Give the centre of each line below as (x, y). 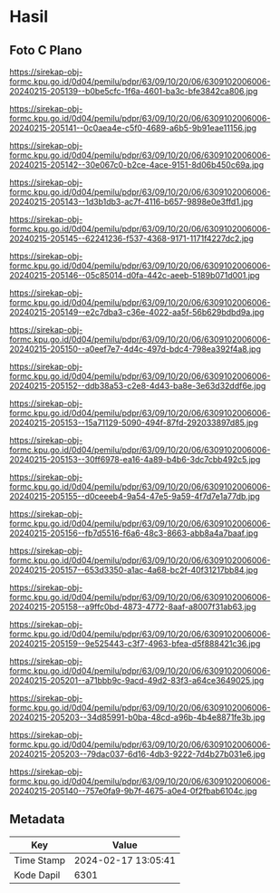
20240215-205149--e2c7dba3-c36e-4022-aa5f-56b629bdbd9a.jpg (137, 312)
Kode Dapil (37, 875)
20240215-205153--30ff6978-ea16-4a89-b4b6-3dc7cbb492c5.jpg (135, 459)
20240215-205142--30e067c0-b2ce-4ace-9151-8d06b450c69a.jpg (137, 165)
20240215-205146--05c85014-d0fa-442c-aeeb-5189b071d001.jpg (135, 275)
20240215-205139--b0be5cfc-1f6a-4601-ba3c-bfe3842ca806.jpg (134, 91)
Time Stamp (40, 860)
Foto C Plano (46, 50)
